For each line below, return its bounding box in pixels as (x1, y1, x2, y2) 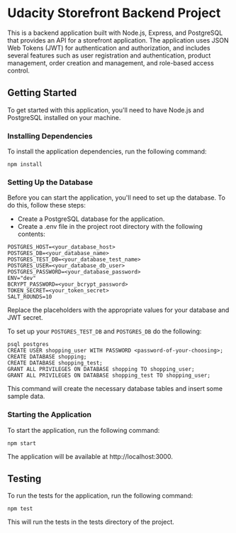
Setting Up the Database (7, 177, 94, 187)
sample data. (7, 392, 45, 401)
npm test (7, 505, 33, 512)
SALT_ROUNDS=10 (7, 294, 52, 301)
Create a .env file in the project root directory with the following (17, 222, 203, 231)
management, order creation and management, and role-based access (7, 58, 214, 67)
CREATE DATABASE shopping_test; (7, 360, 103, 367)
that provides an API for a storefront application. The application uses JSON (7, 36, 229, 44)
